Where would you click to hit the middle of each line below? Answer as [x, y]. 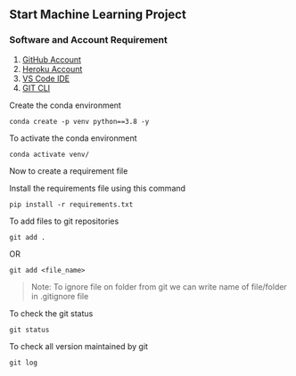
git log [24, 363]
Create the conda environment [66, 105]
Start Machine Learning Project [98, 15]
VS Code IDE [45, 78]
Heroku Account [52, 69]
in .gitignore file [60, 296]
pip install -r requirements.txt [71, 204]
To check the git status [51, 313]
